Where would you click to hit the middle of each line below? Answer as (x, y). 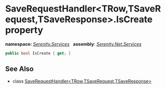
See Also (19, 69)
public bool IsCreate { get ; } (38, 53)
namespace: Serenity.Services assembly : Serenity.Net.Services (73, 44)
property (24, 30)
